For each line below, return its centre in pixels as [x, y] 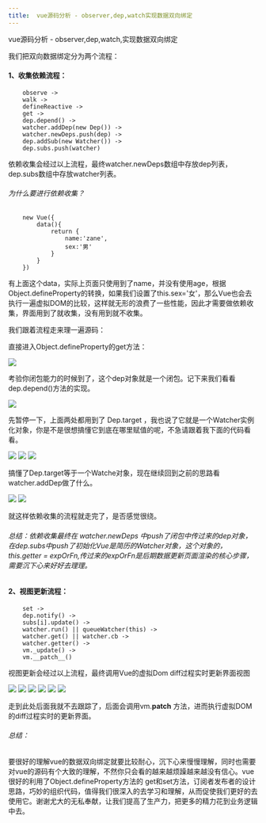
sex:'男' [78, 247]
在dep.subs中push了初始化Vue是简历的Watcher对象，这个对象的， [118, 545]
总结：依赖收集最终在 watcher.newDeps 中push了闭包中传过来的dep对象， [130, 535]
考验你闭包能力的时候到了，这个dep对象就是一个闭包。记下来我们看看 [122, 379]
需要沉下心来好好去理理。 [50, 565]
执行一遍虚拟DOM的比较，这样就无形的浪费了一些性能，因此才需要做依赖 [127, 303]
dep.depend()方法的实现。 [51, 388]
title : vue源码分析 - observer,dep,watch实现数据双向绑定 [100, 15]
